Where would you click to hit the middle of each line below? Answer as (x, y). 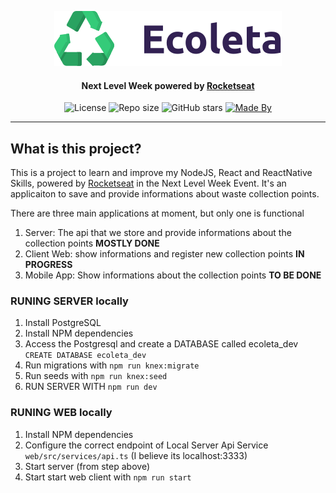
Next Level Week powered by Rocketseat (168, 85)
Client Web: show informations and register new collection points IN (164, 254)
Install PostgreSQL (63, 323)
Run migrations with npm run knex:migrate (112, 365)
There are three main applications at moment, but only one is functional (157, 213)
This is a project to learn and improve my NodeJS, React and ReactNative (161, 173)
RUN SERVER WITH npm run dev (91, 387)
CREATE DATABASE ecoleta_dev (85, 356)
